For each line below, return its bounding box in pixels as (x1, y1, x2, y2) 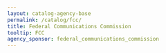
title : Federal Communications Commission (7, 23, 131, 30)
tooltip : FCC (7, 29, 45, 36)
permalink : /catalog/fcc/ (7, 17, 82, 23)
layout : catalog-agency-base (7, 10, 91, 17)
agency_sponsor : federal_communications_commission (7, 36, 159, 43)
